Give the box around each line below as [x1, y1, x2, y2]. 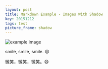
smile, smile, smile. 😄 [5, 49, 50, 55]
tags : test [5, 21, 28, 26]
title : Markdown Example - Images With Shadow [5, 12, 103, 17]
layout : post [5, 7, 32, 12]
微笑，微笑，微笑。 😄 [5, 59, 49, 65]
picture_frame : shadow [5, 26, 52, 31]
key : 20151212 [5, 16, 35, 21]
